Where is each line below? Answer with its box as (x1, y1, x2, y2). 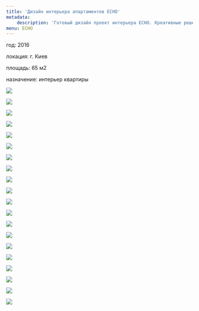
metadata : (6, 14, 31, 20)
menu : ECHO (6, 25, 33, 31)
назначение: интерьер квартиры (6, 76, 89, 83)
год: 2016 (6, 41, 30, 49)
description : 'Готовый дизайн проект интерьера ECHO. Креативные (17, 20, 182, 25)
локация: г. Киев (6, 53, 48, 60)
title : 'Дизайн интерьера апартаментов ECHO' (6, 8, 120, 15)
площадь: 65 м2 (6, 65, 47, 72)
